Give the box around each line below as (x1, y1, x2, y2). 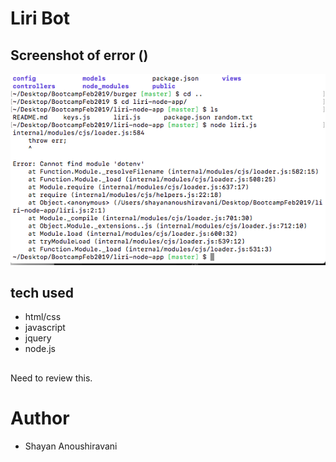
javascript (24, 322, 66, 334)
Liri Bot (10, 7, 71, 30)
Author (10, 407, 70, 429)
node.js (24, 343, 57, 355)
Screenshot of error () (10, 47, 149, 64)
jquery (24, 332, 52, 344)
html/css (24, 311, 62, 323)
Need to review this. (10, 372, 93, 384)
